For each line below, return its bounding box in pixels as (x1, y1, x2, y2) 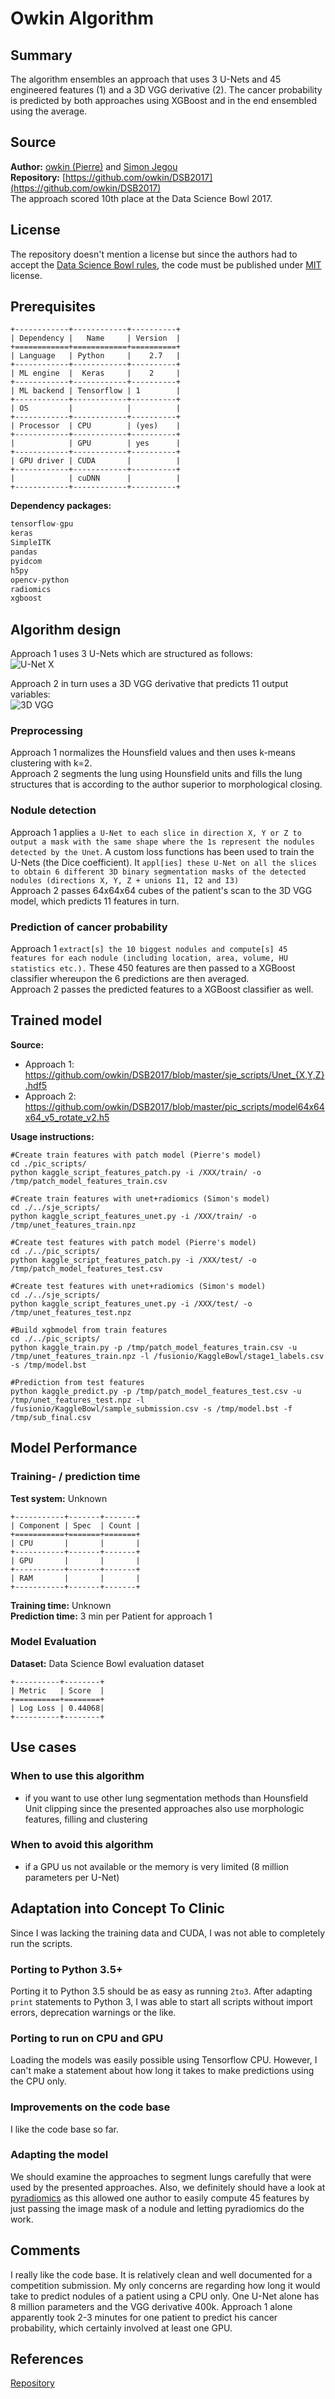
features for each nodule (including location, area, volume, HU (10, 953, 288, 964)
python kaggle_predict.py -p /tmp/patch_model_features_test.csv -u (10, 1386, 302, 1396)
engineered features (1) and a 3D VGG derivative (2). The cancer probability (10, 84, 323, 96)
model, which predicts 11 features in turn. (10, 895, 180, 907)
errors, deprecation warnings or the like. (10, 2006, 177, 2018)
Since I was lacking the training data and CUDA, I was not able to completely (10, 1927, 326, 1939)
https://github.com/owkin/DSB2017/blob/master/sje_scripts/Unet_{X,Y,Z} (24, 1068, 325, 1081)
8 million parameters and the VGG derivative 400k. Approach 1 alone (10, 2300, 293, 2312)
